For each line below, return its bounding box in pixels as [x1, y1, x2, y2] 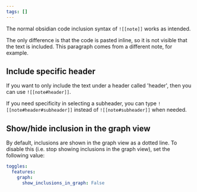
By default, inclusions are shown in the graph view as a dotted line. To [6, 139, 177, 146]
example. [6, 49, 28, 56]
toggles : [6, 163, 28, 169]
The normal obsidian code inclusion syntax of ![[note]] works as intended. [6, 25, 191, 32]
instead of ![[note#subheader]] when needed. [74, 106, 187, 114]
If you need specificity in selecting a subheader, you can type [6, 100, 157, 107]
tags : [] [6, 8, 28, 15]
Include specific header [6, 67, 96, 77]
